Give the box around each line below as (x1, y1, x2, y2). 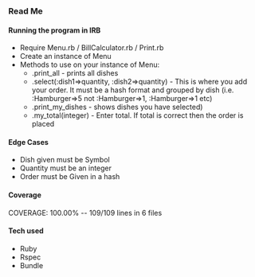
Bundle (19, 260, 44, 270)
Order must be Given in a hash (19, 172, 120, 181)
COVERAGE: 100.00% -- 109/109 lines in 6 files (8, 208, 163, 217)
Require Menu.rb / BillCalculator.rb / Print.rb (19, 43, 164, 53)
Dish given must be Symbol (19, 155, 110, 165)
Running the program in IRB (8, 25, 101, 35)
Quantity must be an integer (19, 163, 112, 173)
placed (31, 119, 55, 129)
